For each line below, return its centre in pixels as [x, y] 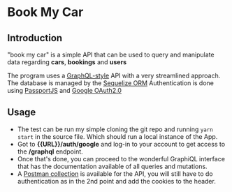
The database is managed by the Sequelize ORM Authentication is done [111, 83]
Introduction [35, 38]
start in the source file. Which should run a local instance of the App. [117, 136]
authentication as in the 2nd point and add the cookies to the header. [117, 181]
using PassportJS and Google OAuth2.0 [65, 90]
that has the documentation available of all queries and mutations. [112, 166]
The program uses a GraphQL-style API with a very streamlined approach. [114, 75]
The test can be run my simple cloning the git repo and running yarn [115, 129]
